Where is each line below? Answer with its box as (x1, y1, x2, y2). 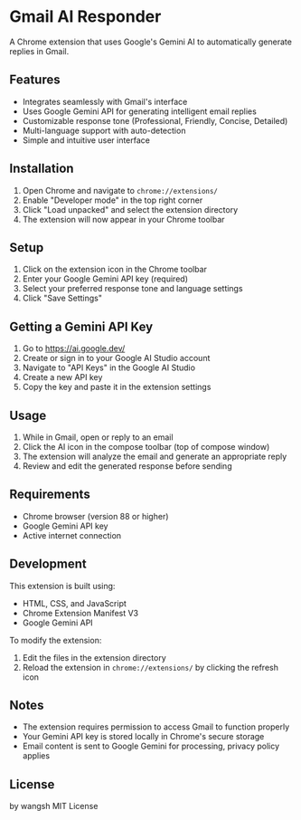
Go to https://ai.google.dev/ (22, 343, 126, 354)
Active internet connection (22, 529, 122, 540)
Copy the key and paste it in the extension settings (22, 382, 212, 393)
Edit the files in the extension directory (22, 652, 167, 663)
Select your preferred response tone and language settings (22, 283, 243, 294)
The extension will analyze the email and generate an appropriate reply (22, 451, 287, 462)
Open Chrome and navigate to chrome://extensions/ (22, 185, 219, 195)
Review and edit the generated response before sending (22, 461, 232, 472)
